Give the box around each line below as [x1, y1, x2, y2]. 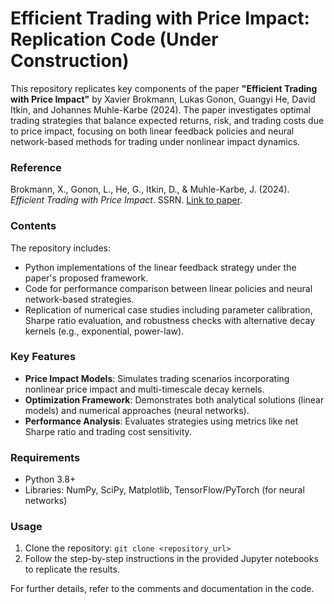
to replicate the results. [24, 563, 120, 576]
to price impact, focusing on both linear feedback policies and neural [10, 125, 295, 137]
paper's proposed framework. [24, 272, 149, 284]
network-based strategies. [24, 293, 135, 305]
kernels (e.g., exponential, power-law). [24, 325, 185, 337]
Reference [10, 160, 62, 174]
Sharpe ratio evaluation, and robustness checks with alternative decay [24, 314, 316, 326]
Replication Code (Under [10, 28, 219, 51]
